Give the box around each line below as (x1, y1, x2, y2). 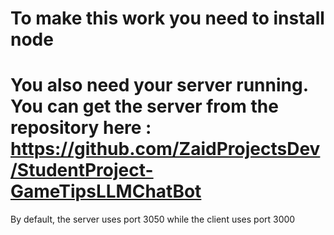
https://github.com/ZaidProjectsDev (10, 138, 321, 161)
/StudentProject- (10, 159, 154, 182)
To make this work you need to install (10, 7, 325, 30)
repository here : (10, 117, 152, 139)
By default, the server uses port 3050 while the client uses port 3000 (10, 213, 296, 226)
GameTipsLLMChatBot (10, 180, 202, 203)
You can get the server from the (10, 95, 279, 118)
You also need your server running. (10, 74, 309, 97)
